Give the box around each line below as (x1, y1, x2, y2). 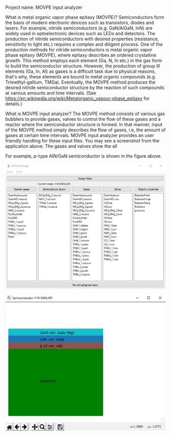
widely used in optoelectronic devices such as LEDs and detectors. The (5, 31, 155, 36)
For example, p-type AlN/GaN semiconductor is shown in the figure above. (5, 153, 162, 159)
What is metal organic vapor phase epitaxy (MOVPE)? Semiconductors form (5, 14, 164, 20)
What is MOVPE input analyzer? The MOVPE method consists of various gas (5, 111, 165, 117)
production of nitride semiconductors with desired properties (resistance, (5, 36, 159, 42)
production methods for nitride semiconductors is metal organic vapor (5, 47, 153, 52)
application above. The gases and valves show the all (5, 143, 118, 149)
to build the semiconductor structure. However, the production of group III (5, 63, 160, 69)
